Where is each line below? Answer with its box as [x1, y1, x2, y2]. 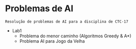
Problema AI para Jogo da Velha [19, 38, 85, 44]
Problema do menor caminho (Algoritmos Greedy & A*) [19, 33, 132, 39]
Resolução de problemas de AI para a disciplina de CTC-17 [5, 19, 129, 24]
